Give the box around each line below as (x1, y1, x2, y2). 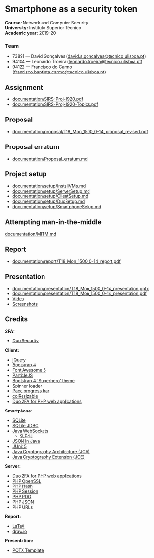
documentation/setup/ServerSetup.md (12, 188, 90, 194)
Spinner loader (12, 383, 43, 388)
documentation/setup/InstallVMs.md (12, 183, 86, 189)
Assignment (5, 83, 43, 92)
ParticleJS (12, 372, 33, 378)
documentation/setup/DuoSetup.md (12, 198, 85, 204)
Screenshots (12, 301, 38, 307)
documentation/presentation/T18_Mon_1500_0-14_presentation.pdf (12, 291, 147, 296)
